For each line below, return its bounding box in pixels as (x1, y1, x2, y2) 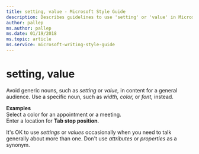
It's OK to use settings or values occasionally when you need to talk (6, 129, 172, 136)
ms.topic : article (6, 36, 52, 42)
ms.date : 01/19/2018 (6, 31, 57, 37)
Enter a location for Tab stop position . (6, 117, 99, 124)
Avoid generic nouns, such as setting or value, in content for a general (6, 86, 178, 94)
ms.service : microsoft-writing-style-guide (6, 42, 115, 48)
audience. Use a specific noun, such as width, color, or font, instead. (6, 93, 174, 100)
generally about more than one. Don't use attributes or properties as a (6, 134, 177, 142)
